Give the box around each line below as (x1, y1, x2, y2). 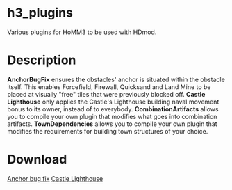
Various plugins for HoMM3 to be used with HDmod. (7, 28, 157, 36)
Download (7, 152, 67, 168)
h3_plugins (7, 5, 73, 21)
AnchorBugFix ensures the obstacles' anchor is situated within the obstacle (7, 75, 226, 84)
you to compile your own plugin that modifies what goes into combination (7, 112, 217, 120)
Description (7, 52, 76, 68)
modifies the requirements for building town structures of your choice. (7, 127, 208, 135)
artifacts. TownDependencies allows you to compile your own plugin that (7, 120, 217, 128)
